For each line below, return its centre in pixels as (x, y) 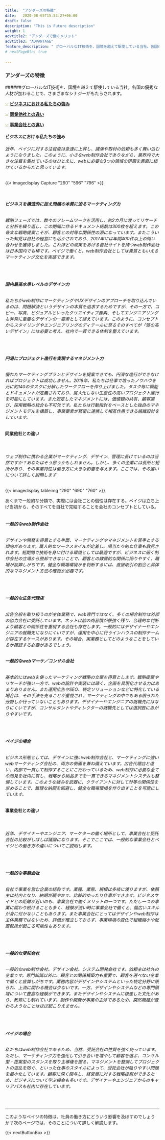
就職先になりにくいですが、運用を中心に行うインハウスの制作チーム (90, 633)
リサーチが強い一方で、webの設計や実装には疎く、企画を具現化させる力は (80, 684)
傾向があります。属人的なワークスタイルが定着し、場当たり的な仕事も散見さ (82, 546)
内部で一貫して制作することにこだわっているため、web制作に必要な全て (86, 769)
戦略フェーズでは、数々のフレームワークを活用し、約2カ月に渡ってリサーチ (81, 220)
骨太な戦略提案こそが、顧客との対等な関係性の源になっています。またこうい (82, 232)
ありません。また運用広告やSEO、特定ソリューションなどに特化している (86, 689)
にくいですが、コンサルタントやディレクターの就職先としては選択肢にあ (82, 708)
